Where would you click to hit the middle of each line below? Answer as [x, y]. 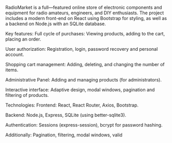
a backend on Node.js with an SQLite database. [56, 24]
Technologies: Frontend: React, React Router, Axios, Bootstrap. [72, 105]
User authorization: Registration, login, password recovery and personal [82, 49]
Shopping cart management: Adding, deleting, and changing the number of [85, 64]
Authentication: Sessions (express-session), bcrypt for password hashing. [84, 125]
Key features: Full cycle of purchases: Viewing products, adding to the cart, [85, 34]
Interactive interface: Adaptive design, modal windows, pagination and [80, 90]
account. [15, 54]
